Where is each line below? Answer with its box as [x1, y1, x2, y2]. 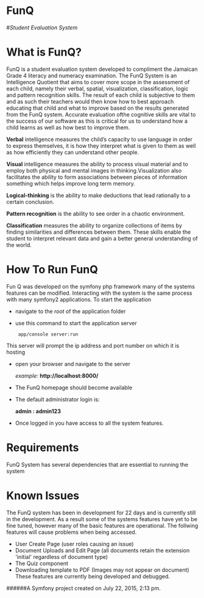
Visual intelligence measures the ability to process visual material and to [6, 160, 189, 168]
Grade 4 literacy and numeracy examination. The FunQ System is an [6, 71, 177, 79]
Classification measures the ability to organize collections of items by [6, 222, 183, 229]
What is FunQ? [6, 45, 82, 59]
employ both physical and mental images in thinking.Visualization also [6, 167, 182, 174]
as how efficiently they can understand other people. [6, 148, 139, 156]
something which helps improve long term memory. [6, 179, 136, 187]
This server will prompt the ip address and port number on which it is [6, 342, 180, 349]
